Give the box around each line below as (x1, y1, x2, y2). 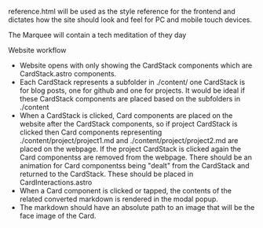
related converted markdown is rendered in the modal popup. (19, 194, 218, 204)
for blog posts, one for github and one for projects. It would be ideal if (19, 86, 246, 95)
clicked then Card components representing (19, 127, 163, 137)
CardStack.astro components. (19, 69, 117, 78)
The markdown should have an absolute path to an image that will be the (19, 203, 255, 211)
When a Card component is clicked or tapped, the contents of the (19, 186, 232, 195)
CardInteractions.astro (19, 178, 93, 187)
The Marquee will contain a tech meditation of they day (8, 31, 187, 39)
